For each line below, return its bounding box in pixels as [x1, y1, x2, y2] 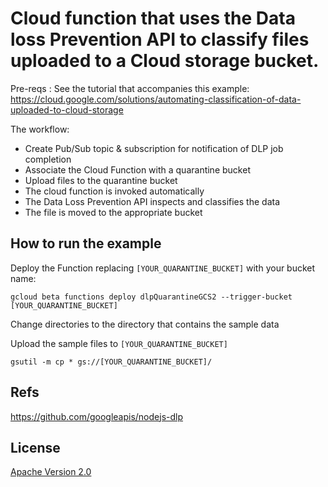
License [10, 439, 61, 456]
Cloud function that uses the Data [10, 7, 296, 30]
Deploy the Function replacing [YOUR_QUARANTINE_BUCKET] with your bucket [10, 262, 316, 274]
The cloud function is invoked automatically [24, 185, 205, 197]
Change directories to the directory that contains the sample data [10, 318, 280, 330]
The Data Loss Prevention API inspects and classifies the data [24, 195, 280, 207]
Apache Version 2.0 [10, 466, 92, 478]
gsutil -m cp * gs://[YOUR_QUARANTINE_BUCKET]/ [10, 357, 213, 367]
